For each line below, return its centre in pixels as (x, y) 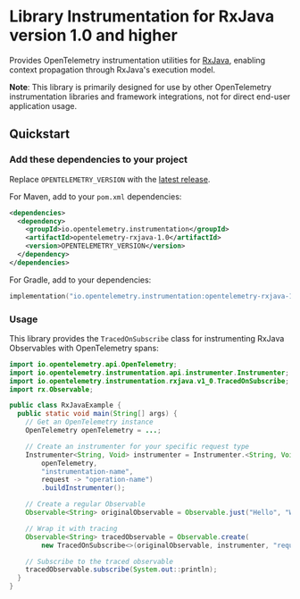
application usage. (43, 105)
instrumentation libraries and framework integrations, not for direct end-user (150, 97)
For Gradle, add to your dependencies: (80, 280)
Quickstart (40, 135)
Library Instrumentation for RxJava (142, 17)
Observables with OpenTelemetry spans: (84, 348)
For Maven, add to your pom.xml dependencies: (96, 196)
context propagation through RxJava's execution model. (112, 70)
